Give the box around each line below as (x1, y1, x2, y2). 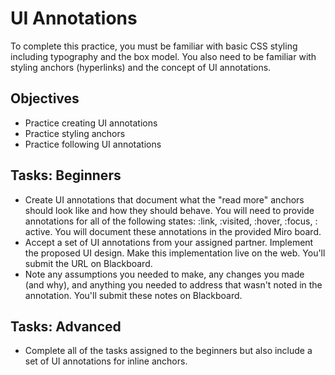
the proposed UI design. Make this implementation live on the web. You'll (24, 247, 326, 259)
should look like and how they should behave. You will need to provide (24, 204, 315, 216)
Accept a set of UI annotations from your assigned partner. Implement (24, 236, 314, 248)
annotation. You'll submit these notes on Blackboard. (24, 289, 243, 301)
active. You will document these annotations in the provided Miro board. (24, 225, 322, 237)
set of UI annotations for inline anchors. (24, 355, 188, 367)
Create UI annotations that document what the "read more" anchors (24, 193, 305, 206)
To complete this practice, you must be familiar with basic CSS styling (10, 40, 298, 52)
